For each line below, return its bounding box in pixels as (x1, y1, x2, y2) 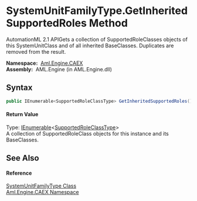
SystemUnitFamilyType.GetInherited (6, 4, 188, 18)
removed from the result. (6, 48, 66, 55)
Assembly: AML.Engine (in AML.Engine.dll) (6, 65, 113, 72)
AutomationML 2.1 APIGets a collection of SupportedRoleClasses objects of (6, 36, 188, 43)
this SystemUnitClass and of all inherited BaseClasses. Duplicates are (6, 42, 174, 49)
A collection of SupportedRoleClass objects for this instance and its (6, 130, 169, 137)
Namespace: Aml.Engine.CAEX (6, 60, 83, 67)
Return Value (6, 111, 39, 118)
